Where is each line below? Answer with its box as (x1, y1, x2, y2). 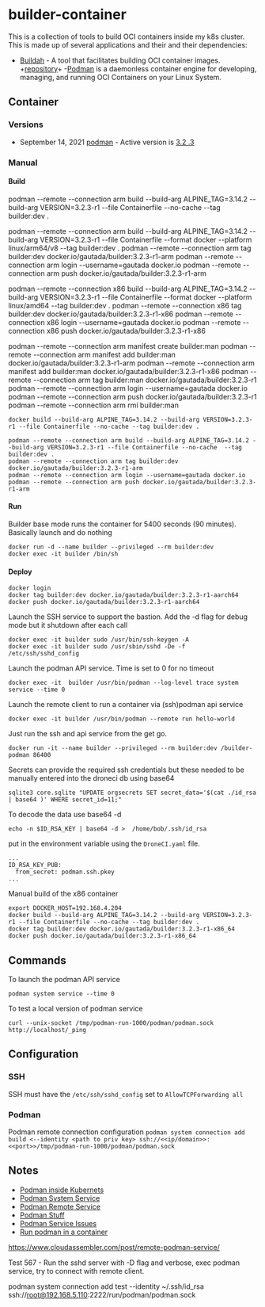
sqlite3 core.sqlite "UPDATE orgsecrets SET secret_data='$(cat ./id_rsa (8, 789, 257, 797)
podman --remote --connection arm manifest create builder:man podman (8, 341, 248, 350)
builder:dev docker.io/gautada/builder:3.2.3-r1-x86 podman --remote (8, 309, 233, 319)
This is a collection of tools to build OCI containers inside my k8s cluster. (8, 32, 245, 41)
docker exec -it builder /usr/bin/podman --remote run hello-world (8, 715, 236, 723)
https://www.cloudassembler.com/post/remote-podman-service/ (8, 1242, 220, 1252)
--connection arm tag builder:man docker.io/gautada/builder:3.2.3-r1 (32, 375, 257, 384)
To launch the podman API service (8, 974, 120, 984)
